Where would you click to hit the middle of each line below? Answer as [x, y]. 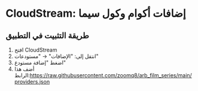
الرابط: [22, 75]
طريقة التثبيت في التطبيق [47, 36]
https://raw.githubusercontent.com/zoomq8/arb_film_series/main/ [111, 75]
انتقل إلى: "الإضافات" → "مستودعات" [57, 56]
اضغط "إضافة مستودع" [40, 63]
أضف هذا [24, 69]
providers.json [32, 82]
